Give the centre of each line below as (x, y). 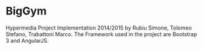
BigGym (26, 11)
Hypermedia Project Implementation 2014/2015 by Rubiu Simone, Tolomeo (99, 28)
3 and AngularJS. (27, 40)
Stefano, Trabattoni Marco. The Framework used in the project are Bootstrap (101, 34)
